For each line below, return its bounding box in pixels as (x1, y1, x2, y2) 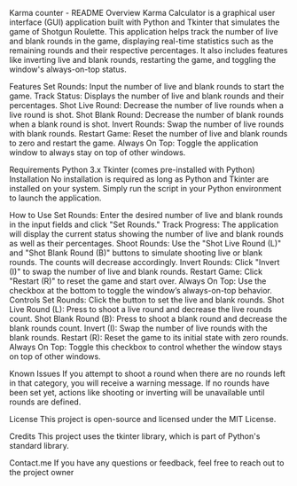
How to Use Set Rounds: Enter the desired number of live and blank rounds (9, 210, 284, 220)
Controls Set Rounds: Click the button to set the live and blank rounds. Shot (9, 294, 285, 305)
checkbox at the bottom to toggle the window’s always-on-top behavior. (9, 286, 272, 295)
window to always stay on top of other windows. (9, 147, 186, 158)
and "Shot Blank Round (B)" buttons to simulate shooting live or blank (9, 247, 263, 258)
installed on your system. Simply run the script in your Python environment (9, 184, 282, 193)
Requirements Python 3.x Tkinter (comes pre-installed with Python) (9, 164, 255, 175)
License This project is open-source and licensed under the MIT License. (9, 414, 277, 424)
